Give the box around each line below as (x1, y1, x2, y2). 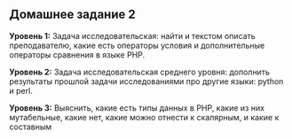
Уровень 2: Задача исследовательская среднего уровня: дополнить (9, 66, 271, 77)
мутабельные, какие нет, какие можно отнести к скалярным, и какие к (9, 112, 280, 122)
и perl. (9, 85, 33, 96)
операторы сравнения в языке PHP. (9, 49, 146, 60)
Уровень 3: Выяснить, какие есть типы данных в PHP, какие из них (9, 102, 264, 113)
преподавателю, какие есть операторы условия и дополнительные (9, 40, 265, 50)
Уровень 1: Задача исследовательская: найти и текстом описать (9, 30, 256, 41)
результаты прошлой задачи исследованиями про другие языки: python (9, 75, 284, 87)
